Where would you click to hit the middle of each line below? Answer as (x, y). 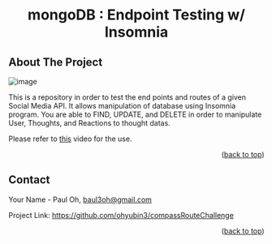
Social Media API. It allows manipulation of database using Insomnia (122, 106)
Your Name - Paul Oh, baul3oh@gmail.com (80, 199)
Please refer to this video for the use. (70, 139)
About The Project (56, 62)
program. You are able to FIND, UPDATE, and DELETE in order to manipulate (135, 114)
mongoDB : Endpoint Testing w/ (136, 15)
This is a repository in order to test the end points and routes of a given (127, 97)
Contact (29, 180)
